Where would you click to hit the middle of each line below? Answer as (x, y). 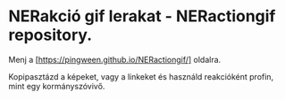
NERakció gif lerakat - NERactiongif (142, 16)
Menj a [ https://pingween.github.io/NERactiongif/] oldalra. (115, 59)
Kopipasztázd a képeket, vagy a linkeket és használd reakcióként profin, (141, 76)
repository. (50, 35)
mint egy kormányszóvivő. (57, 86)
